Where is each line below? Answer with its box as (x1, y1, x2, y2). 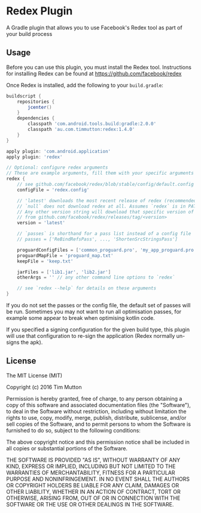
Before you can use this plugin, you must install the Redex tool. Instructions (6, 63, 191, 71)
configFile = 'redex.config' (17, 187, 90, 193)
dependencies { (17, 115, 55, 121)
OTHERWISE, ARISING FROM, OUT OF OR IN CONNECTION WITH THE (6, 494, 181, 502)
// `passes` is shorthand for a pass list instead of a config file (17, 231, 191, 237)
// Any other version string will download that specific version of (17, 209, 194, 215)
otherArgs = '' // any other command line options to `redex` (17, 274, 175, 280)
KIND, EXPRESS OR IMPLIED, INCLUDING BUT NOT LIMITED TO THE (6, 462, 176, 470)
